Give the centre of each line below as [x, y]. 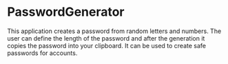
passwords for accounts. [42, 53]
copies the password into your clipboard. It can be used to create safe [107, 45]
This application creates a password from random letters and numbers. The [114, 31]
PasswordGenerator [66, 12]
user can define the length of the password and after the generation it [106, 38]
